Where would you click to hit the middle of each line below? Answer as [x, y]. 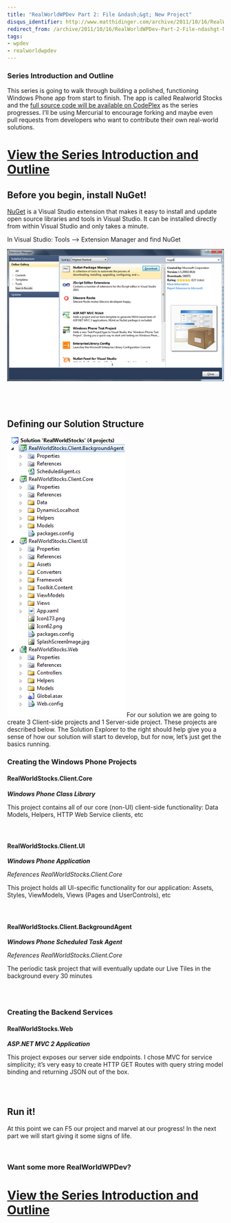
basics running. [29, 744]
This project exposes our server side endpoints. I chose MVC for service [110, 1057]
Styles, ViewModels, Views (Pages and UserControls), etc [89, 895]
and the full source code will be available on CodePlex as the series [103, 105]
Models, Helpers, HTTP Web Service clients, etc [75, 814]
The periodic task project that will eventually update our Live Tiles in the [109, 969]
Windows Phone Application [49, 861]
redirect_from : [29, 29]
